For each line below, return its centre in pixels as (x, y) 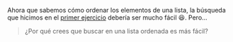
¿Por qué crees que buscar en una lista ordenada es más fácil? (116, 31)
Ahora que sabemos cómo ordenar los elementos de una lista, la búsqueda (117, 10)
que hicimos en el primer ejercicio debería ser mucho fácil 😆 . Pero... (107, 17)
